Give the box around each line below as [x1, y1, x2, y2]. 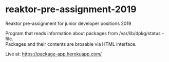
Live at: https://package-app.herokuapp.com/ [5, 51, 102, 57]
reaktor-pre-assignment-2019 [5, 4, 137, 15]
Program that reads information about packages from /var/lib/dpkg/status [5, 30, 161, 36]
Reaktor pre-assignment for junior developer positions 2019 [5, 20, 132, 26]
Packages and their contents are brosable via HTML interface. [5, 41, 137, 47]
